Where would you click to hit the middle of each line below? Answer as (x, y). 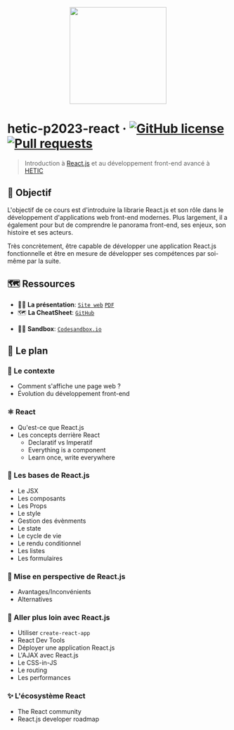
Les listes (31, 550)
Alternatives (35, 600)
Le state (29, 528)
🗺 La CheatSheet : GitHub (56, 312)
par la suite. (44, 261)
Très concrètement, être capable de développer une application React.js (112, 246)
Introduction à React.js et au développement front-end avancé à (117, 163)
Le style (29, 513)
